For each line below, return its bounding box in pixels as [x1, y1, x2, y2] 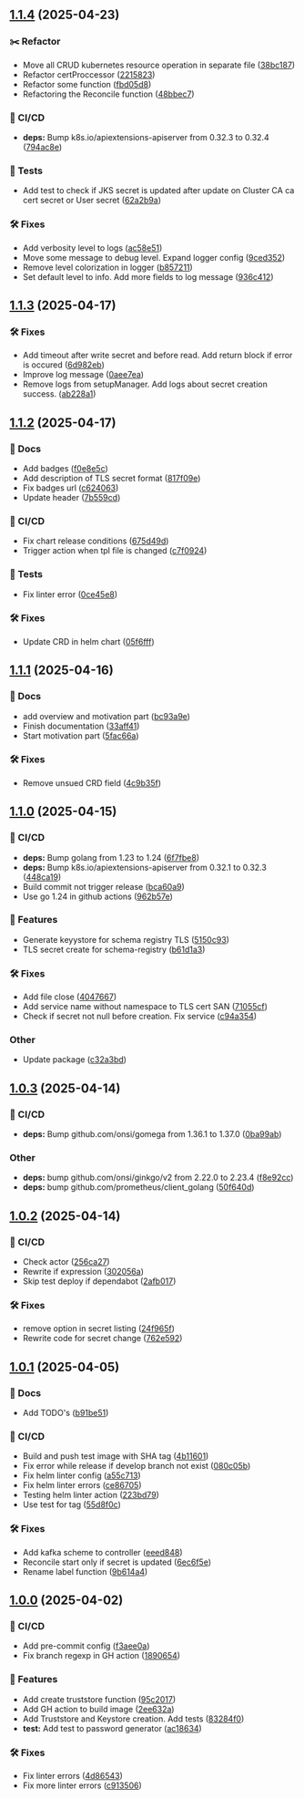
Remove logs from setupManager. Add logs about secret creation [22, 378, 269, 390]
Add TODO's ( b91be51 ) [22, 1408, 109, 1419]
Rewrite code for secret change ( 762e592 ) [22, 1333, 183, 1344]
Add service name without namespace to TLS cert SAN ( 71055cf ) [22, 1001, 269, 1012]
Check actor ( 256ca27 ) [22, 1256, 111, 1267]
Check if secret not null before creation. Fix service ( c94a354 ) [22, 1011, 258, 1022]
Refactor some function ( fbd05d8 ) [22, 78, 152, 89]
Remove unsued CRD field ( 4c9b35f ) [22, 777, 162, 788]
